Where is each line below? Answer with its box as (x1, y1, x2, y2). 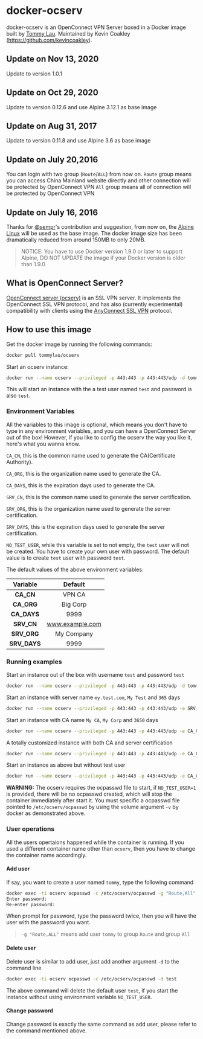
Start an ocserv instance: (6, 363, 69, 370)
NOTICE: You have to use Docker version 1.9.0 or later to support (21, 248, 183, 255)
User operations (6, 825, 55, 833)
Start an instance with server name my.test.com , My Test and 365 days (6, 694, 181, 701)
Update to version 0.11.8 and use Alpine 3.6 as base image (6, 137, 151, 144)
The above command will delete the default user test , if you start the (6, 986, 178, 994)
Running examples (6, 657, 62, 666)
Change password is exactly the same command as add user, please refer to (6, 1020, 197, 1028)
